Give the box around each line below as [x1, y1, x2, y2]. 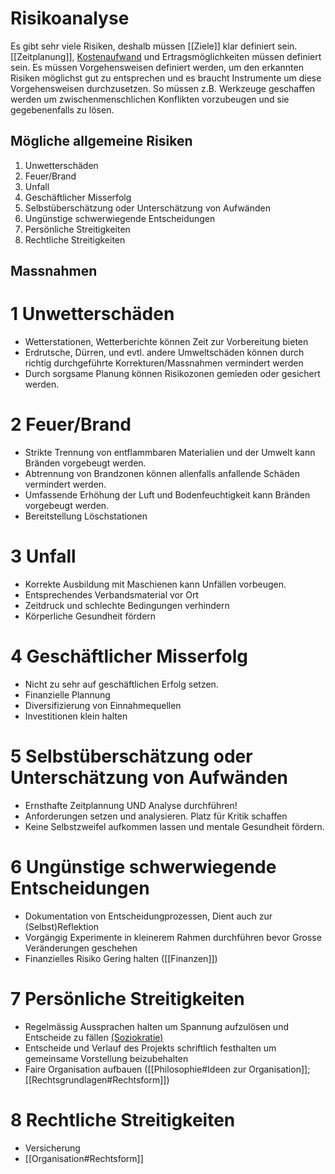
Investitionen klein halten [24, 710, 128, 722]
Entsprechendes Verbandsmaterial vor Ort [24, 588, 199, 601]
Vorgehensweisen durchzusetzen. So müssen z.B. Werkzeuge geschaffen [10, 82, 316, 94]
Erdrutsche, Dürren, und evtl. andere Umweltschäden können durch [24, 347, 305, 359]
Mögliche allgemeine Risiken [10, 133, 193, 150]
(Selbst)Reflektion [24, 920, 100, 932]
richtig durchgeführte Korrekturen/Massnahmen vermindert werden [24, 357, 304, 369]
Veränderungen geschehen [24, 942, 138, 954]
